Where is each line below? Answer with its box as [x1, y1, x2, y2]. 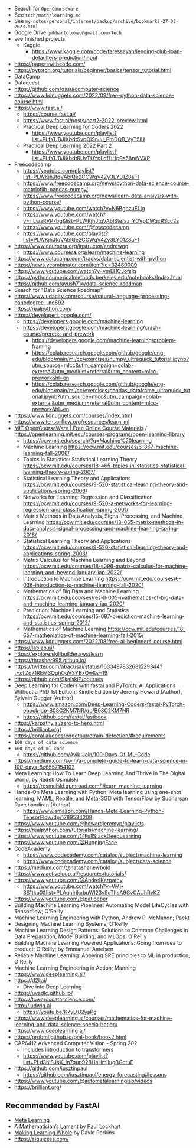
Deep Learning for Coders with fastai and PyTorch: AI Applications [14, 682, 176, 689]
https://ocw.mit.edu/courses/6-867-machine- [68, 443, 179, 450]
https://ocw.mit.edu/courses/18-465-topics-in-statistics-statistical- [22, 462, 187, 469]
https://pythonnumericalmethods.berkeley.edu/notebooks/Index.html [14, 274, 182, 281]
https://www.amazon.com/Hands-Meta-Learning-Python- [22, 808, 164, 814]
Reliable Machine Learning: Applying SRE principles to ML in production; [14, 952, 190, 959]
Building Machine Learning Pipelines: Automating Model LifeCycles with [14, 902, 190, 909]
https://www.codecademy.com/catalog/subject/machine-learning [22, 851, 182, 858]
